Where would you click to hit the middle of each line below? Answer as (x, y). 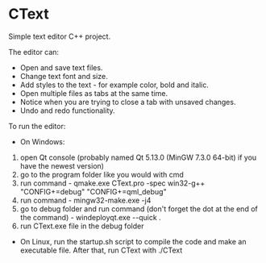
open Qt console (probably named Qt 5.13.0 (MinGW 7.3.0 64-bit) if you (138, 157)
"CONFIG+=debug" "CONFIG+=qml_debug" (93, 191)
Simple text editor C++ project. (60, 36)
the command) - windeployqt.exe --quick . (90, 217)
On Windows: (42, 141)
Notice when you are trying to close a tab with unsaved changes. (128, 102)
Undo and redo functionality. (67, 111)
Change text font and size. (64, 76)
